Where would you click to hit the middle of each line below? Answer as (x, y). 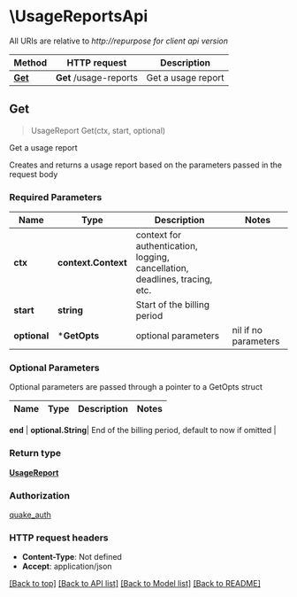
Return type (35, 454)
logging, (152, 257)
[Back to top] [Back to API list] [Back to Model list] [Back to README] (135, 584)
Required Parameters (56, 197)
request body (34, 174)
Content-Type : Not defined (72, 557)
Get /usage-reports (97, 77)
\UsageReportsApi (79, 16)
